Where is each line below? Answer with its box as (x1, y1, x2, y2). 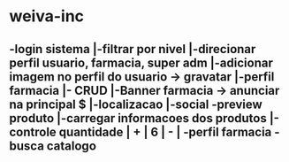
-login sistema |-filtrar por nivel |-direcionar (9, 42, 256, 57)
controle (9, 124, 57, 139)
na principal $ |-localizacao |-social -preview (9, 96, 262, 112)
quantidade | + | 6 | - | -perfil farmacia (58, 124, 272, 139)
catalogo (46, 138, 97, 153)
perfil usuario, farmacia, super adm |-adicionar (9, 55, 274, 70)
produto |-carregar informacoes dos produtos (9, 111, 267, 126)
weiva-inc (9, 6, 85, 27)
